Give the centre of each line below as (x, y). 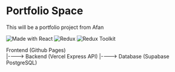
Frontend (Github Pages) (36, 50)
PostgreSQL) (22, 63)
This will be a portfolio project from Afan (55, 27)
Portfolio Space (45, 11)
